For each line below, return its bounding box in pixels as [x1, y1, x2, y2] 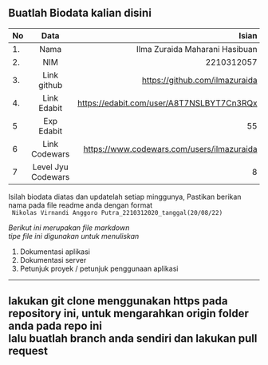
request [8, 344, 48, 358]
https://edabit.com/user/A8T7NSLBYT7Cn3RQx [77, 97, 258, 109]
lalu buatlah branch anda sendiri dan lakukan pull [8, 331, 258, 346]
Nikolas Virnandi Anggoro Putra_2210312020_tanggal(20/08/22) [11, 208, 223, 216]
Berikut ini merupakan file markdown [8, 223, 130, 232]
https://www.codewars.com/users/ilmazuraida [83, 143, 258, 154]
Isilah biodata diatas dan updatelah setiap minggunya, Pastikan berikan [8, 192, 242, 201]
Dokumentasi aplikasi [19, 247, 90, 256]
